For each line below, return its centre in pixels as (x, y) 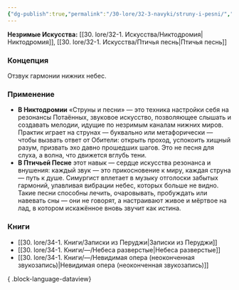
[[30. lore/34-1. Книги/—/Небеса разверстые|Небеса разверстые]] (119, 249)
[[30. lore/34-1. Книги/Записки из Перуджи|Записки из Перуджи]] (117, 242)
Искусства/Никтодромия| (164, 34)
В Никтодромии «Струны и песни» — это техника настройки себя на (123, 110)
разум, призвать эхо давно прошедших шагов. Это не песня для (116, 147)
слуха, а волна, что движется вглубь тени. (82, 155)
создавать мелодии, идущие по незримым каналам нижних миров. (121, 125)
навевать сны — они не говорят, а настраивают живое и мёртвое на (122, 201)
